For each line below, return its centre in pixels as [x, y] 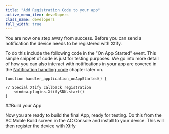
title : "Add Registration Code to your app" [53, 10]
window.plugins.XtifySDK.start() [49, 92]
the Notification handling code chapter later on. [54, 70]
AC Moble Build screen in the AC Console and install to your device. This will [84, 121]
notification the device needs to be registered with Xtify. [64, 44]
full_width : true [23, 24]
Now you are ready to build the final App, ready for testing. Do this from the [84, 115]
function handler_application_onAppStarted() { [56, 79]
